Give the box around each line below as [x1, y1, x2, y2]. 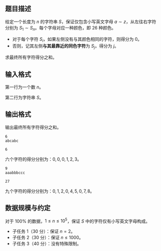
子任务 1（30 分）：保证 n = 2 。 [12, 228, 75, 234]
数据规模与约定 [5, 204, 51, 212]
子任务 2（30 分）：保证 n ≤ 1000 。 [12, 235, 84, 241]
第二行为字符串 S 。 [5, 95, 44, 101]
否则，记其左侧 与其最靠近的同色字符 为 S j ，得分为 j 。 [12, 43, 119, 50]
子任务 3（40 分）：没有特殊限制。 [12, 241, 82, 247]
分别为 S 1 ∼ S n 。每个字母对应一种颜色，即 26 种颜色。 [5, 25, 116, 32]
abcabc [5, 138, 19, 143]
